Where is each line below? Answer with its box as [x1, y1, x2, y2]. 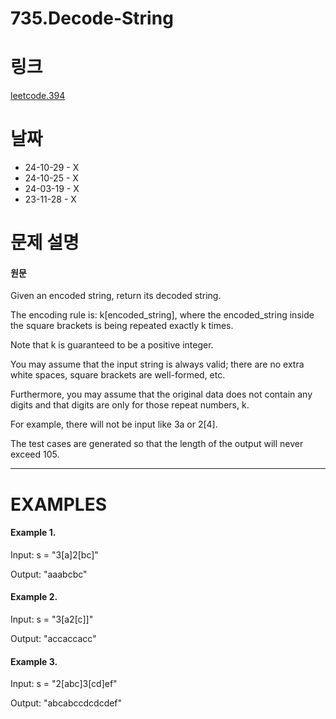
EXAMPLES [10, 493, 107, 516]
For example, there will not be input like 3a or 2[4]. [10, 418, 218, 431]
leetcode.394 [10, 90, 66, 102]
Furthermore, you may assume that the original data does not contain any [10, 388, 313, 401]
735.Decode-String [10, 7, 174, 30]
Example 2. [10, 591, 58, 603]
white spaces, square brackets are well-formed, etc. [10, 369, 226, 381]
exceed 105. [10, 448, 60, 461]
